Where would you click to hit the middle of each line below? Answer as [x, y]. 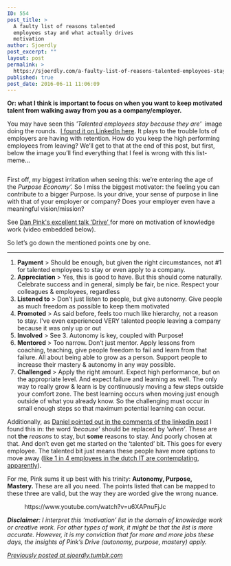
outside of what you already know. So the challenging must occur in [113, 401]
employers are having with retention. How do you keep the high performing [113, 139]
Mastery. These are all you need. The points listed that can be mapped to [111, 486]
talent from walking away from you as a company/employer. [95, 111]
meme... [19, 160]
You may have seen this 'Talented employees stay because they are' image [115, 124]
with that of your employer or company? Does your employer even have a [111, 202]
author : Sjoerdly [32, 45]
